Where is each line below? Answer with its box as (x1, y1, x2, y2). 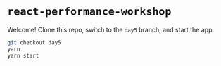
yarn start (7, 52, 39, 59)
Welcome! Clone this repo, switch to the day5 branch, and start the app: (7, 25, 215, 34)
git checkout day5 (7, 39, 61, 46)
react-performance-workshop (7, 5, 172, 18)
